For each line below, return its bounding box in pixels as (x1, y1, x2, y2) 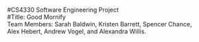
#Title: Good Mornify (7, 13, 67, 21)
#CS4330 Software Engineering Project (7, 6, 119, 14)
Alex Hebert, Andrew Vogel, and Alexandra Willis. (7, 27, 146, 35)
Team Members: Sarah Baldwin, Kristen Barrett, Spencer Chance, (7, 20, 192, 28)
